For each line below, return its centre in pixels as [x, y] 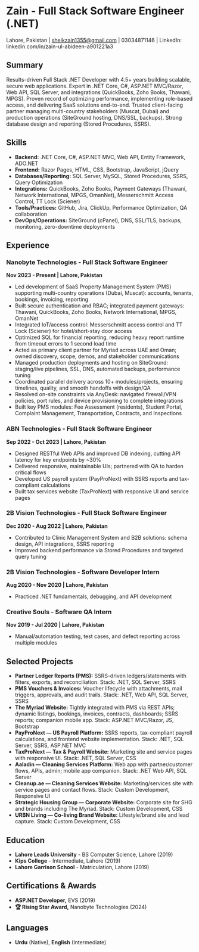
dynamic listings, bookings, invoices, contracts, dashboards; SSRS [97, 714]
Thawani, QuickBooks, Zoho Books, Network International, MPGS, [96, 312]
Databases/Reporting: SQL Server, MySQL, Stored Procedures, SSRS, [101, 176]
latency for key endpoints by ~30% [58, 459]
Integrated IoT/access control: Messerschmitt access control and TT [99, 325]
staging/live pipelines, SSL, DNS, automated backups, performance [97, 369]
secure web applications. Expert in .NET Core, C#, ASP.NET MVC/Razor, [95, 86]
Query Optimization [39, 182]
